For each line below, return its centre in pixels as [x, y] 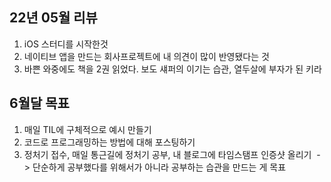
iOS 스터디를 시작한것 [66, 44]
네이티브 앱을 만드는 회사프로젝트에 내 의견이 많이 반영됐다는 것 [146, 56]
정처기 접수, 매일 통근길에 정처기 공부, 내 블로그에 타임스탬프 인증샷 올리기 [167, 154]
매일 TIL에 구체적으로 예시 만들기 [87, 129]
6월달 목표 [39, 103]
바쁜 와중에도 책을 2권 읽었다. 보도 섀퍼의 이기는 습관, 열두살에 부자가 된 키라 [172, 69]
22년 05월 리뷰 [53, 18]
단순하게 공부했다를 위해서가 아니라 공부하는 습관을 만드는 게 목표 [159, 167]
